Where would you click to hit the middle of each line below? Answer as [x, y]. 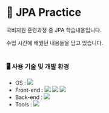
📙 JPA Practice [44, 12]
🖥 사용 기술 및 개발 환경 [38, 66]
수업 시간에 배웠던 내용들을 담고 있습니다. [55, 43]
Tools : [23, 104]
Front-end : [29, 90]
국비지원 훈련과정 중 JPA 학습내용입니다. [54, 30]
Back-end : [29, 97]
